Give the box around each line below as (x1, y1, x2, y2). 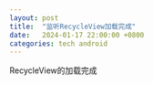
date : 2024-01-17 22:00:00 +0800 (9, 30, 145, 39)
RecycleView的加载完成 (9, 65, 97, 76)
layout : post (9, 13, 59, 23)
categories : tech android (9, 38, 107, 48)
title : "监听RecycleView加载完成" (9, 22, 137, 31)
